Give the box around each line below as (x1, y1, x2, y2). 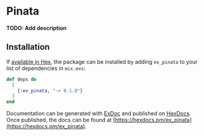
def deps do (6, 76, 37, 83)
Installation (6, 42, 50, 52)
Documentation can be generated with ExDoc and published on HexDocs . (6, 110, 191, 117)
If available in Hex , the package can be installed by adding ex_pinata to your (6, 58, 198, 65)
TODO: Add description (6, 24, 67, 32)
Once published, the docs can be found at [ (6, 117, 116, 124)
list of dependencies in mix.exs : (6, 64, 86, 72)
